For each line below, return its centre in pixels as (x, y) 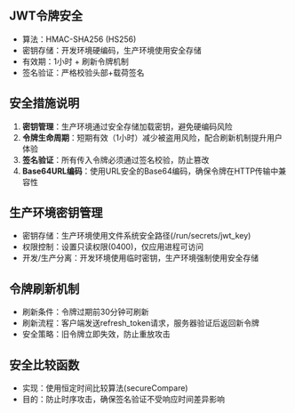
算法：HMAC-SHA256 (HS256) (79, 39)
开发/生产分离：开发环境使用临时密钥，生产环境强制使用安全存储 (140, 258)
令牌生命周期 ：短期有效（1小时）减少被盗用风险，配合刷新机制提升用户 (152, 137)
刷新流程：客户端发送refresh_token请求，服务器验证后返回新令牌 (141, 323)
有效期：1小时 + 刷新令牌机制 (75, 61)
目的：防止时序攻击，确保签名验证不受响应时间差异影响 (123, 400)
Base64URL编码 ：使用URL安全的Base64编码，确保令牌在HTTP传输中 (150, 171)
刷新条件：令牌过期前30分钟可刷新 (85, 312)
